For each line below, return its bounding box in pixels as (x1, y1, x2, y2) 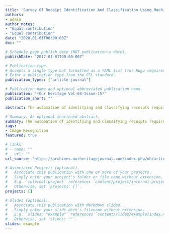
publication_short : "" (5, 96, 53, 101)
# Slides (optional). (5, 198, 51, 203)
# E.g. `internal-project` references (5, 179, 92, 184)
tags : (5, 123, 17, 129)
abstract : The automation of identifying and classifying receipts (5, 105, 150, 110)
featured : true (5, 133, 37, 138)
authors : (5, 12, 24, 17)
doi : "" (5, 40, 22, 45)
